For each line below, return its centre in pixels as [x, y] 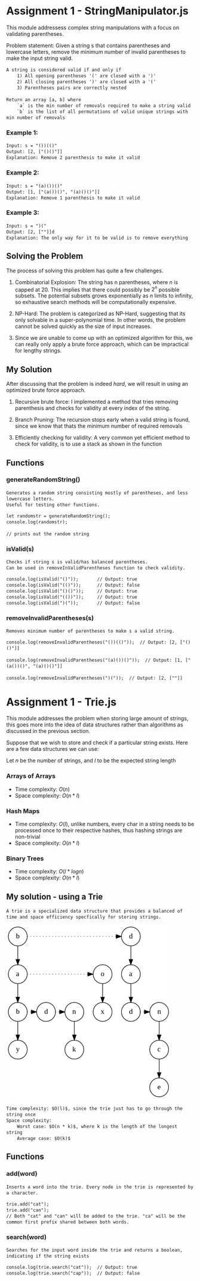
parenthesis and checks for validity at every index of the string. [93, 408]
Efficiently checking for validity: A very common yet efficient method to [102, 438]
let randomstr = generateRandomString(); [59, 516]
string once [21, 1115]
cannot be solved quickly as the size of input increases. [83, 326]
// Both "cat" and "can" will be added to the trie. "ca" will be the [96, 1216]
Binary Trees [25, 858]
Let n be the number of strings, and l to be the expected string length [91, 760]
